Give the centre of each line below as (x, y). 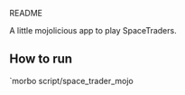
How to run (41, 59)
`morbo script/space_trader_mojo (71, 81)
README (26, 13)
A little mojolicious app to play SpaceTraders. (93, 30)
